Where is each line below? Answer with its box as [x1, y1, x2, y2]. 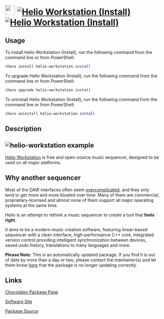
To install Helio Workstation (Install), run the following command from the [5, 49, 153, 55]
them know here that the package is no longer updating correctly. [5, 262, 138, 268]
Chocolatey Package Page [5, 289, 59, 295]
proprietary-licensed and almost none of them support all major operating [5, 197, 154, 203]
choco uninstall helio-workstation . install [5, 111, 95, 116]
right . [5, 217, 17, 223]
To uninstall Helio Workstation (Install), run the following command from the [5, 96, 158, 102]
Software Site [5, 299, 33, 305]
